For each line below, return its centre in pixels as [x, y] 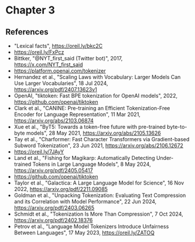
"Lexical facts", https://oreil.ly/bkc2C [58, 46]
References [27, 32]
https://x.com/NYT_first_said [48, 64]
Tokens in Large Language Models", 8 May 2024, [92, 164]
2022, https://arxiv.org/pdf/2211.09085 [61, 189]
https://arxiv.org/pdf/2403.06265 [54, 208]
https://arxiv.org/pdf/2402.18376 [53, 220]
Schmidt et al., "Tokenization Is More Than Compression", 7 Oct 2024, [99, 214]
